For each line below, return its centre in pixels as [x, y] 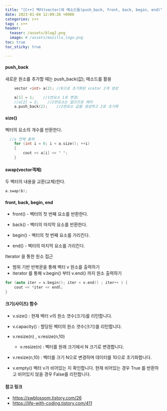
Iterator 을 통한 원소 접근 [29, 256]
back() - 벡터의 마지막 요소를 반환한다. [50, 224]
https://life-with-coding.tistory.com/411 [52, 403]
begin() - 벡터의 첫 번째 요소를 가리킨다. [51, 235]
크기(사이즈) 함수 [22, 304]
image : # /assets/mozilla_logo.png [46, 38]
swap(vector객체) [23, 170]
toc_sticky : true [23, 47]
